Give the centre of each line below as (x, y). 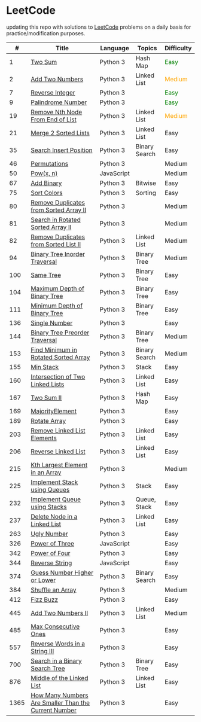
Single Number (52, 322)
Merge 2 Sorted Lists (60, 133)
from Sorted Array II (59, 210)
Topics (147, 48)
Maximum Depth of (58, 288)
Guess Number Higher (62, 572)
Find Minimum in (54, 349)
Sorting (146, 193)
